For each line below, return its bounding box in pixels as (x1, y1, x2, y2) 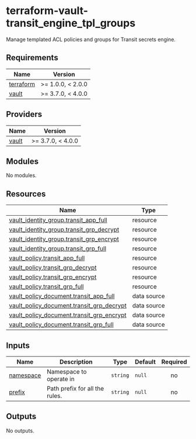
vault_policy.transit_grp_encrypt (9, 273, 97, 281)
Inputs (6, 340, 30, 350)
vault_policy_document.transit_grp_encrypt (9, 311, 127, 319)
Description (59, 358, 93, 366)
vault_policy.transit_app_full (9, 254, 85, 262)
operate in (46, 375, 75, 383)
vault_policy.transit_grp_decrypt (9, 264, 97, 272)
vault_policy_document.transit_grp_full (9, 320, 114, 329)
